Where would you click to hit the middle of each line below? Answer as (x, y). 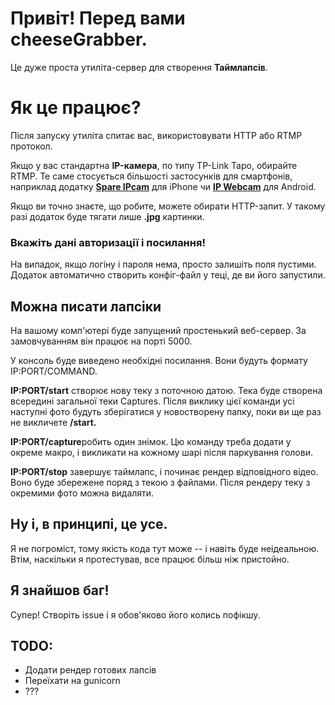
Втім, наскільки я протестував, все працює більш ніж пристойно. (150, 559)
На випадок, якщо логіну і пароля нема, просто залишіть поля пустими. (163, 264)
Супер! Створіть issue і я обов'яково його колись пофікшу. (135, 614)
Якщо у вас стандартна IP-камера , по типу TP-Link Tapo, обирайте (154, 165)
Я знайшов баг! (60, 590)
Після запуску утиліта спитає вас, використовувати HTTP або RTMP (156, 135)
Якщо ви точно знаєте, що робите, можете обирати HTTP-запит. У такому (168, 206)
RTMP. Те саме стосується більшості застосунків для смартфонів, (151, 176)
